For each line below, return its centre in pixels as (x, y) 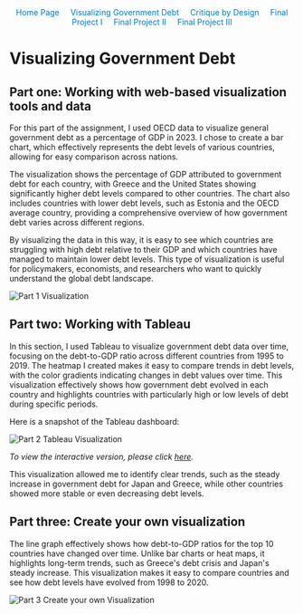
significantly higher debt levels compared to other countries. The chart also (150, 193)
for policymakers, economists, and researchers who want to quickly (136, 269)
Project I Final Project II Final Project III (152, 22)
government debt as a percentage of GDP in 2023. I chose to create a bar (147, 137)
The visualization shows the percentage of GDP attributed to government (146, 174)
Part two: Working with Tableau (100, 325)
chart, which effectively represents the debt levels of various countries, (142, 147)
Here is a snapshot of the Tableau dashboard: (95, 421)
